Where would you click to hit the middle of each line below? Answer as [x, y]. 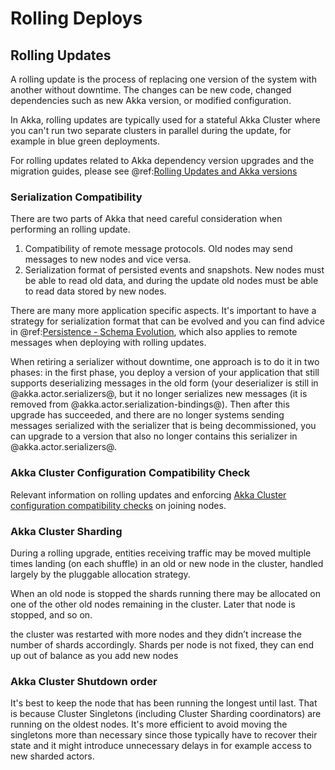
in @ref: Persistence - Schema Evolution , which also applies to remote [154, 332]
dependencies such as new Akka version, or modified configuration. [151, 100]
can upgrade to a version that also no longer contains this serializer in [154, 436]
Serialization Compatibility [76, 197]
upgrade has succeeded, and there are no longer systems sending [147, 415]
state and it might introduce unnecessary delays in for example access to [161, 746]
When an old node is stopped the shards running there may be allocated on [165, 593]
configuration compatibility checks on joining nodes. [118, 505]
